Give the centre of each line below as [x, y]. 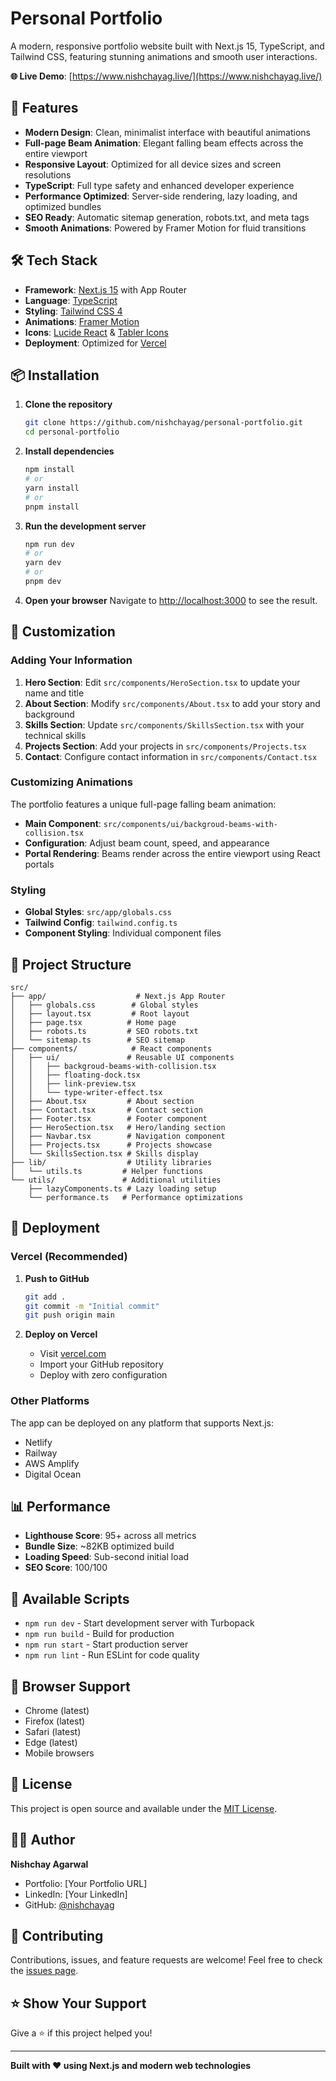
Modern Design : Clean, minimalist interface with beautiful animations [167, 132]
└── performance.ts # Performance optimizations [136, 1197]
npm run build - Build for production [99, 1634]
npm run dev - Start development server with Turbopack [139, 1623]
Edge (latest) [51, 1743]
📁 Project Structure [71, 964]
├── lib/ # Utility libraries [111, 1162]
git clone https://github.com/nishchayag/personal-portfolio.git [163, 423]
